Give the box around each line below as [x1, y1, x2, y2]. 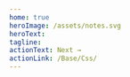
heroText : [9, 29, 46, 38]
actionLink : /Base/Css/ [9, 54, 98, 63]
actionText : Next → [9, 46, 82, 55]
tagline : [9, 37, 42, 47]
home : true [9, 12, 50, 22]
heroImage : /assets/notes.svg [9, 21, 122, 30]
